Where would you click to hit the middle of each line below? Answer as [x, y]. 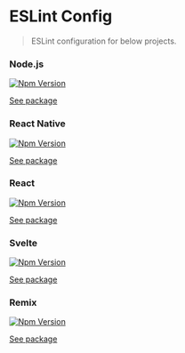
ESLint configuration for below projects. [104, 41]
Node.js [27, 64]
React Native [38, 124]
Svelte [24, 243]
